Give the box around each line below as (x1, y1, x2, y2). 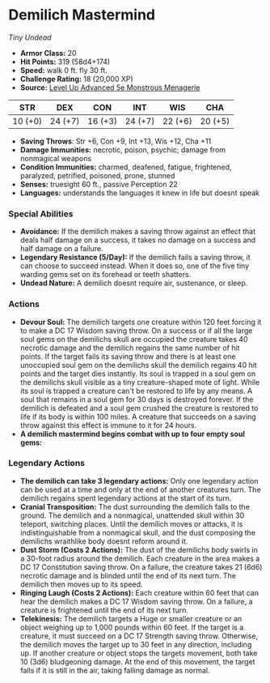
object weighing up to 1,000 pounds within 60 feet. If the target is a (19, 622, 244, 632)
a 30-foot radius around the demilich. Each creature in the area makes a (19, 553, 260, 563)
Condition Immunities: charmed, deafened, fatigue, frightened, (19, 162, 232, 172)
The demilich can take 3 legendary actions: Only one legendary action (19, 476, 259, 485)
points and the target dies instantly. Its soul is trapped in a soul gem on (19, 369, 256, 378)
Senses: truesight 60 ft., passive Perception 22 (19, 179, 178, 189)
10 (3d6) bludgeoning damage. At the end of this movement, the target (19, 656, 256, 666)
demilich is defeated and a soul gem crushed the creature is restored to (19, 403, 259, 412)
